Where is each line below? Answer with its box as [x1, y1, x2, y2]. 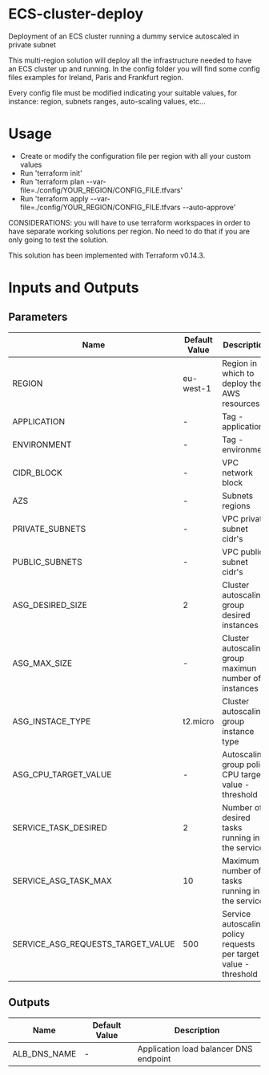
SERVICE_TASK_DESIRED [12, 821, 107, 833]
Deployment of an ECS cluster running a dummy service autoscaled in [8, 31, 239, 41]
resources [221, 398, 260, 409]
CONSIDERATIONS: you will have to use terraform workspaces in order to [8, 217, 251, 227]
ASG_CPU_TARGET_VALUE [12, 769, 112, 780]
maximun [221, 663, 257, 674]
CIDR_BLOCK [12, 467, 62, 478]
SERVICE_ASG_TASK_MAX [12, 875, 112, 886]
